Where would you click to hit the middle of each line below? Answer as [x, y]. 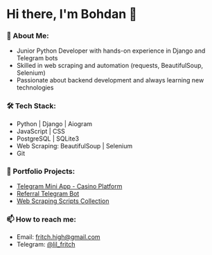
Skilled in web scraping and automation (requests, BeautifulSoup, [110, 66]
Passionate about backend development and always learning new [110, 80]
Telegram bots [37, 58]
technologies [35, 88]
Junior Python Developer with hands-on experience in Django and [111, 51]
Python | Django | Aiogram [54, 123]
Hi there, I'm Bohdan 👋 [72, 14]
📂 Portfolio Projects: [41, 171]
